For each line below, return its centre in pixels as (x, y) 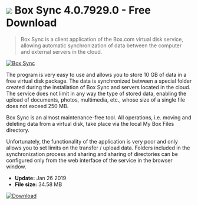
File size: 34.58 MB (38, 184)
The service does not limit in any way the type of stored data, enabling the (96, 93)
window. (16, 167)
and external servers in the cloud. (61, 51)
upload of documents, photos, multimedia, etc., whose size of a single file (96, 100)
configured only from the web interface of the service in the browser (89, 160)
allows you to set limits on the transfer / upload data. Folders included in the (98, 148)
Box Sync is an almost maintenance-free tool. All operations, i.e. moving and (99, 117)
